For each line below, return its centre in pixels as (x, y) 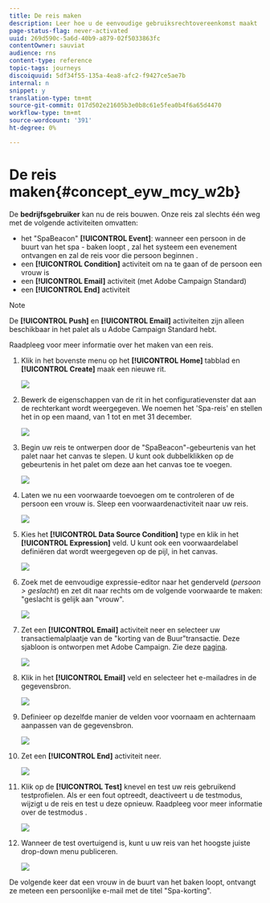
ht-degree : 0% (33, 128)
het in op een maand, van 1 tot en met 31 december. (106, 417)
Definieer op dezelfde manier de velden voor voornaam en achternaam (138, 716)
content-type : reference (51, 61)
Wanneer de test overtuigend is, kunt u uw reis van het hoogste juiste (135, 843)
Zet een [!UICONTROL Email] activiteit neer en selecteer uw (120, 630)
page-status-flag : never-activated (69, 31)
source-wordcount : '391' (51, 121)
